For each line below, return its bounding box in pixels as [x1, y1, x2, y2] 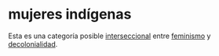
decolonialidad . [8, 39, 58, 48]
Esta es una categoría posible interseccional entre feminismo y [8, 31, 211, 40]
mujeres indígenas [8, 5, 132, 23]
